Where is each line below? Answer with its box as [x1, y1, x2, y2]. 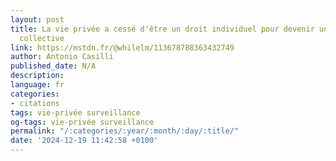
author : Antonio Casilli [10, 52, 114, 62]
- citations [10, 98, 60, 108]
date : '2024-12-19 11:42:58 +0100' [10, 136, 159, 146]
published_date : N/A [10, 61, 97, 71]
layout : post [10, 14, 65, 25]
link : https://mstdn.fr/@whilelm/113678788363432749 [10, 42, 235, 53]
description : [10, 71, 65, 81]
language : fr [10, 80, 65, 90]
